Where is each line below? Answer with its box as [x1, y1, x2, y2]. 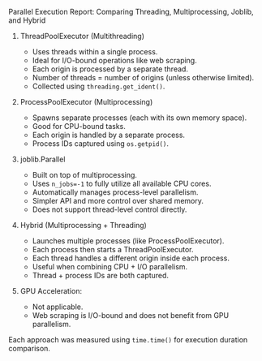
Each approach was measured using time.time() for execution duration [8, 335, 248, 344]
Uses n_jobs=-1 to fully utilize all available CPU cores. [32, 178, 212, 188]
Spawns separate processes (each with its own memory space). [32, 113, 247, 122]
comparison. [8, 344, 51, 353]
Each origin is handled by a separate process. [32, 130, 185, 140]
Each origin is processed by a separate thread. [32, 64, 189, 74]
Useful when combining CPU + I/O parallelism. [32, 262, 188, 271]
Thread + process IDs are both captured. [32, 271, 169, 280]
